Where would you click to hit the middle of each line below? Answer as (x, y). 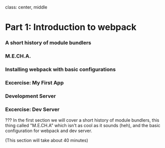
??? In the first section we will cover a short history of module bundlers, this (82, 120)
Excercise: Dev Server (32, 109)
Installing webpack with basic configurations (60, 69)
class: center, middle (26, 7)
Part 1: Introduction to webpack (71, 27)
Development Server (30, 96)
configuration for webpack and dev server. (49, 131)
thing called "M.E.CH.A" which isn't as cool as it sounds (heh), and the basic (83, 126)
